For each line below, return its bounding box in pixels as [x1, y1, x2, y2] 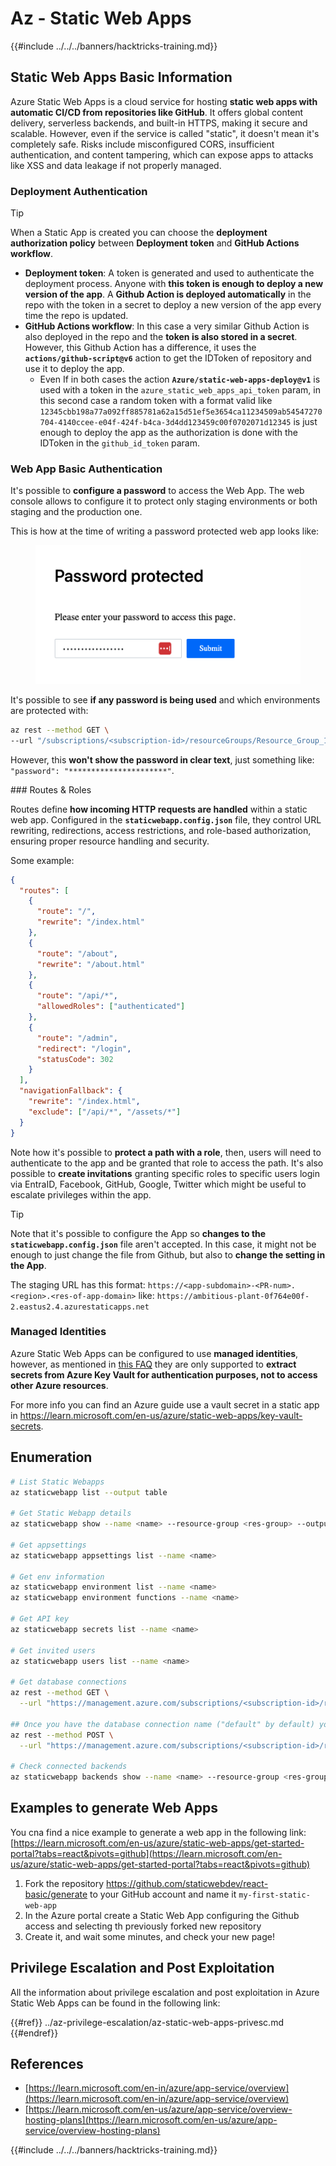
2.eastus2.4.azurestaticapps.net [10, 1302, 150, 1312]
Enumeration [10, 1449, 93, 1466]
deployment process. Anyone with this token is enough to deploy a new [24, 278, 324, 290]
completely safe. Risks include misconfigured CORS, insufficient [10, 138, 275, 150]
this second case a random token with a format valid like [39, 395, 273, 407]
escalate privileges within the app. [10, 1188, 152, 1201]
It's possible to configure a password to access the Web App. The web [10, 485, 305, 497]
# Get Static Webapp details [10, 1508, 132, 1519]
